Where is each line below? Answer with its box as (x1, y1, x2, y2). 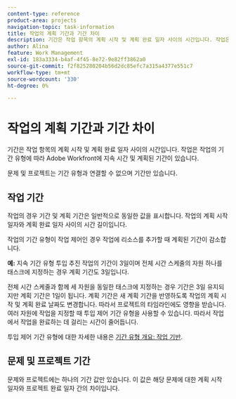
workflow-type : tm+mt (7, 69, 71, 76)
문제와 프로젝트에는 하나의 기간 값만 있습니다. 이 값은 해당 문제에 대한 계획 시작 (7, 375, 223, 384)
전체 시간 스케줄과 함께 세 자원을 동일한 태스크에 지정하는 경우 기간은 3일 (7, 282, 206, 291)
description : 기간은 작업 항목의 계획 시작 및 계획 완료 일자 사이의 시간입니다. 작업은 (7, 37, 230, 44)
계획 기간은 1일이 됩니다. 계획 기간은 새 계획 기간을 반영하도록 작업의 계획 (20, 292, 220, 299)
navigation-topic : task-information (7, 23, 114, 30)
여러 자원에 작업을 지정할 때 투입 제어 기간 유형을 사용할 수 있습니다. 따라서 (7, 309, 211, 317)
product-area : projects (7, 17, 77, 24)
